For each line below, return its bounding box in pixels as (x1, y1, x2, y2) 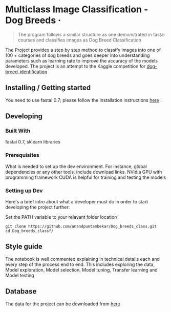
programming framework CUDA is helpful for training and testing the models (5, 174, 166, 180)
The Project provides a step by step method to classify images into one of (5, 47, 161, 53)
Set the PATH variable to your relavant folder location (5, 214, 117, 220)
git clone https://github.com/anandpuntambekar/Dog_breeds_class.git (5, 224, 157, 229)
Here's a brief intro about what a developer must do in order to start (5, 199, 148, 205)
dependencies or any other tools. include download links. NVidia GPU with (5, 169, 162, 175)
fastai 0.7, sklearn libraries (5, 139, 60, 145)
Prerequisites (5, 152, 39, 159)
